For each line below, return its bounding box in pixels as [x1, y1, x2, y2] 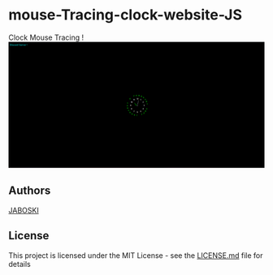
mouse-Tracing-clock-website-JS [8, 6, 242, 24]
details [8, 259, 31, 269]
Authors [8, 184, 51, 198]
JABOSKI [8, 205, 39, 215]
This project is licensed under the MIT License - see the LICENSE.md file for [8, 250, 263, 260]
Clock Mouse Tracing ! [8, 32, 84, 42]
